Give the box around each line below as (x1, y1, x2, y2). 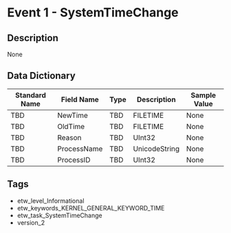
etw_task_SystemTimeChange (16, 211, 102, 219)
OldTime (57, 121, 85, 131)
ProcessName (57, 144, 103, 154)
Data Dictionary (7, 70, 76, 82)
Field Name (60, 95, 100, 104)
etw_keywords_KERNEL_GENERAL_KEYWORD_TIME (16, 204, 165, 212)
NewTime (57, 110, 88, 120)
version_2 (16, 218, 45, 227)
